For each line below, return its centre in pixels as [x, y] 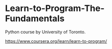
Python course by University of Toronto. [45, 32]
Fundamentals [35, 18]
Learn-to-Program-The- [55, 8]
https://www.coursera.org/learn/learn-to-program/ [56, 41]
